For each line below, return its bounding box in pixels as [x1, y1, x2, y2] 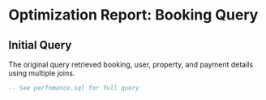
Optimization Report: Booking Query [8, 6, 259, 24]
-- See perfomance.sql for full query [8, 84, 139, 92]
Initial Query [8, 38, 72, 52]
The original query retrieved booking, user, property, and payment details [8, 59, 254, 69]
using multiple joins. [8, 68, 75, 78]
